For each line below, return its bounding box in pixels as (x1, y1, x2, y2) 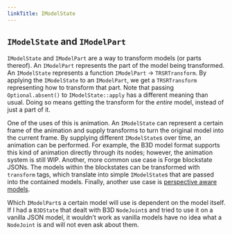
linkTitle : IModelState (7, 10, 76, 17)
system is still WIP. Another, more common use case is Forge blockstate (7, 156, 213, 164)
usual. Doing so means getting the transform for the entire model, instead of (7, 98, 224, 107)
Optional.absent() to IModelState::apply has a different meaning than (7, 91, 208, 99)
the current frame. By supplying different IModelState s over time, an (7, 134, 202, 142)
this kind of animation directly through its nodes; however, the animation (7, 148, 213, 156)
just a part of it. (7, 105, 51, 114)
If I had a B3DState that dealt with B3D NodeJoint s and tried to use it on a (7, 206, 213, 215)
